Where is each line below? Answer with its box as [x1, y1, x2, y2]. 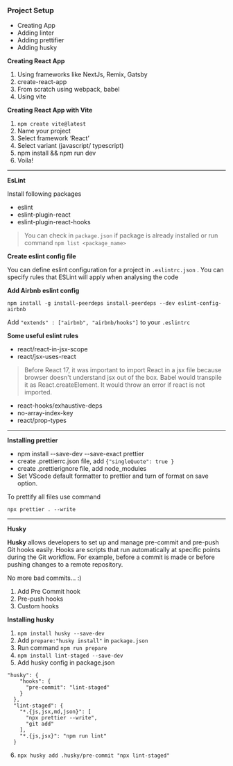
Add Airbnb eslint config [7, 287, 80, 295]
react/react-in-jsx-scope [17, 345, 88, 353]
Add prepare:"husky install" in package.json [17, 636, 148, 644]
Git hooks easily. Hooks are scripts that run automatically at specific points [7, 546, 221, 554]
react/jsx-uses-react [17, 353, 76, 361]
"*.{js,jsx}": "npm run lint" [19, 733, 107, 740]
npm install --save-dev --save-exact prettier [17, 450, 144, 458]
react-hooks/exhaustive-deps [17, 401, 103, 410]
